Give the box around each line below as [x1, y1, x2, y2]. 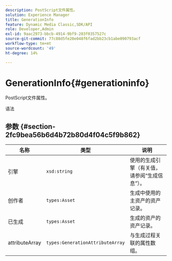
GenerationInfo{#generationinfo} [5, 77, 149, 89]
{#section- [20, 122, 56, 131]
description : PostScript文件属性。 [5, 7, 78, 13]
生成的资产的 [130, 214, 161, 221]
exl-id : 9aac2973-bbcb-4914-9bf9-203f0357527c [5, 31, 106, 36]
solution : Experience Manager [5, 12, 70, 17]
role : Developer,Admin [5, 27, 54, 32]
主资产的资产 [130, 197, 161, 204]
